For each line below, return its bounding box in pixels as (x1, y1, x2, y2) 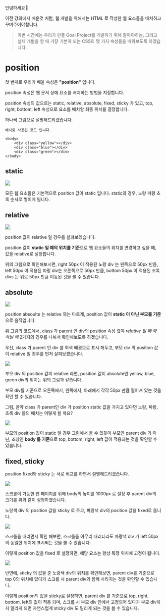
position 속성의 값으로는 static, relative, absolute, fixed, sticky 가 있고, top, (5, 100, 154, 106)
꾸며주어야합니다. (5, 22, 39, 27)
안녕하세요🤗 (5, 5, 28, 10)
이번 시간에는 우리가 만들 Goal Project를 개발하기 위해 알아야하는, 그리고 (17, 32, 158, 38)
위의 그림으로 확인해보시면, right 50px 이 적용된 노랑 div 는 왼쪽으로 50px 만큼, (5, 261, 159, 267)
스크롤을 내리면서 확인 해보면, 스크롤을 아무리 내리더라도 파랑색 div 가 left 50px (5, 533, 159, 539)
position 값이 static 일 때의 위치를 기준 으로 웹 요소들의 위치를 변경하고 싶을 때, (5, 245, 157, 251)
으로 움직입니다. (5, 317, 36, 323)
